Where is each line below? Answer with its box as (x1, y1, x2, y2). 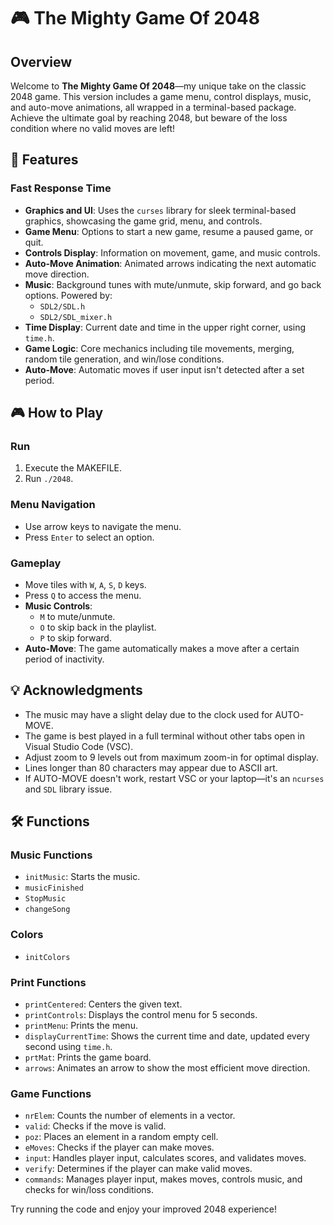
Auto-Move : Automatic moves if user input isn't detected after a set (24, 363, 305, 375)
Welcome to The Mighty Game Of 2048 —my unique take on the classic (10, 80, 307, 92)
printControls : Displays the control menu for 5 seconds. (24, 1009, 258, 1021)
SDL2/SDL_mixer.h (39, 312, 113, 322)
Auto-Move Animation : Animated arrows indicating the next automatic (24, 257, 317, 269)
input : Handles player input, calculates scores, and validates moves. (24, 1152, 307, 1164)
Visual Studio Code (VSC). (24, 740, 134, 752)
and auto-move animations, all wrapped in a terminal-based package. (10, 101, 297, 113)
